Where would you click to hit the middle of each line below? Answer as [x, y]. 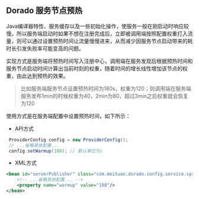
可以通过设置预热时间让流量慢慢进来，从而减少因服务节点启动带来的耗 [107, 41]
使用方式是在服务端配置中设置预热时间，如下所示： [68, 116]
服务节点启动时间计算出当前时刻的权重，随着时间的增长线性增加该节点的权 [97, 68]
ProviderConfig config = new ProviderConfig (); [68, 140]
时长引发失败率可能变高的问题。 [45, 48]
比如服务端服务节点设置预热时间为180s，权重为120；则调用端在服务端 [106, 89]
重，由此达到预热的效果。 [37, 75]
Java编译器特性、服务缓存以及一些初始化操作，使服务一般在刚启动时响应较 [98, 26]
